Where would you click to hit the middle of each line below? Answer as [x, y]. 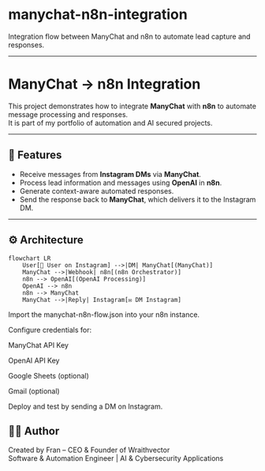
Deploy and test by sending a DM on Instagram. [86, 406]
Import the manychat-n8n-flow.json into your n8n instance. [104, 315]
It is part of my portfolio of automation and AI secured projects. [110, 122]
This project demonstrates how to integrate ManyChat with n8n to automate [132, 106]
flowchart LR [30, 258]
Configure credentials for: [50, 330]
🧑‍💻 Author [34, 431]
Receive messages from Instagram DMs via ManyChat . [110, 174]
